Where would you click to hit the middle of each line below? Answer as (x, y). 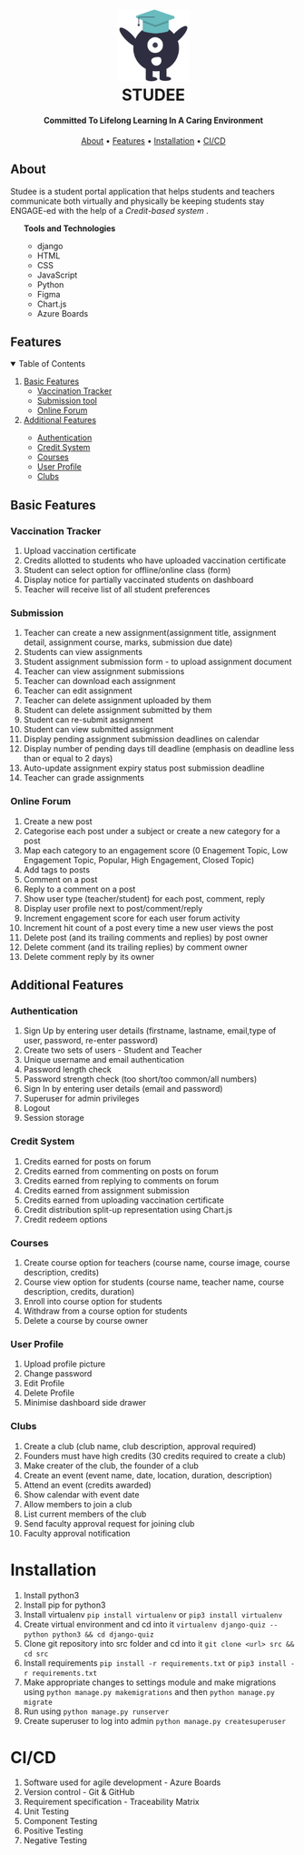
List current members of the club (85, 1514)
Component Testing (60, 1821)
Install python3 (51, 1595)
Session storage (54, 1118)
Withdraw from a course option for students (105, 1311)
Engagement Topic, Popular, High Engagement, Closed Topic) (139, 860)
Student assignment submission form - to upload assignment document (157, 662)
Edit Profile (44, 1384)
